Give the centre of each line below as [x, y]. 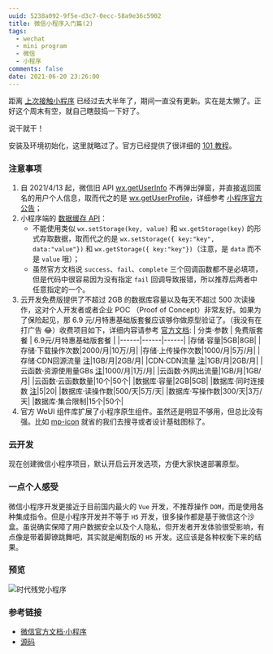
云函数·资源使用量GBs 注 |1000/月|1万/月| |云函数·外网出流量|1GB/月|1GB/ [141, 370]
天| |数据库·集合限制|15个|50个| [72, 401]
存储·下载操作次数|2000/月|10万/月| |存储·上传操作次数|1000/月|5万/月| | [140, 350]
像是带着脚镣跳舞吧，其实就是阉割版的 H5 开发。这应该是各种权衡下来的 [135, 537]
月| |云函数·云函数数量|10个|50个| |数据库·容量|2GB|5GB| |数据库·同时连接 [142, 381]
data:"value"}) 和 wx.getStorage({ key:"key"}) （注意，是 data [139, 248]
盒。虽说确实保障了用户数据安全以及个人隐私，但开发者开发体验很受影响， [133, 526]
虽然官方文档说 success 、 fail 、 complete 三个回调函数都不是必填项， [147, 268]
